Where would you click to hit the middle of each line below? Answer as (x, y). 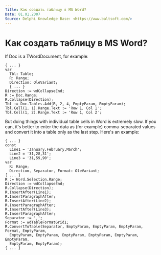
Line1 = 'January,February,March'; (46, 150)
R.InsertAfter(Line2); (28, 201)
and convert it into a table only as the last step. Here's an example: (72, 132)
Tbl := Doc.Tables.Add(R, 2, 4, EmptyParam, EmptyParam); (65, 104)
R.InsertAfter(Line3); (28, 209)
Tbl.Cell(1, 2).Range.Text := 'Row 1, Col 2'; (53, 113)
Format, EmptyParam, (26, 231)
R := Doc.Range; (22, 95)
